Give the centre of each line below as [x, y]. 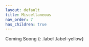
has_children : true [26, 24]
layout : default [23, 10]
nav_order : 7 [19, 19]
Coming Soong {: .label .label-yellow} [44, 39]
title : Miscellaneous [28, 15]
